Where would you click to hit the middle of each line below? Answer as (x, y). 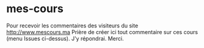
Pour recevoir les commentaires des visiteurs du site (72, 26)
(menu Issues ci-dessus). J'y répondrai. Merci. (65, 38)
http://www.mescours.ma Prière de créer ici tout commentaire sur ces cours (102, 32)
